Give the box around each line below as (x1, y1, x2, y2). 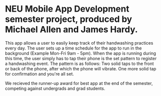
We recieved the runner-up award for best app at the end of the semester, (5, 80, 153, 86)
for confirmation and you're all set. (5, 71, 74, 77)
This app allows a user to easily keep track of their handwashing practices (5, 40, 154, 46)
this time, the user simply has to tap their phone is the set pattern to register (5, 55, 157, 61)
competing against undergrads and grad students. (5, 85, 105, 91)
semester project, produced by (5, 14, 132, 25)
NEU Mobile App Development (5, 3, 129, 15)
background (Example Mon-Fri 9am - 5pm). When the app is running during (5, 50, 156, 56)
